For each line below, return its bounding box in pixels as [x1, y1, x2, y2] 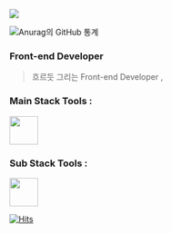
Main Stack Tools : [9, 95, 93, 108]
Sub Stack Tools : [9, 157, 88, 170]
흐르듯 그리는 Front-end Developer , [31, 72, 164, 83]
